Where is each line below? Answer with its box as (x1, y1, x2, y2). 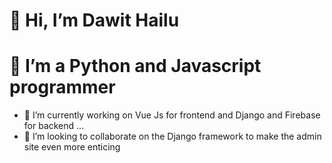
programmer (9, 76, 116, 99)
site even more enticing (23, 141, 121, 153)
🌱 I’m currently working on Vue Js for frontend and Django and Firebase (23, 109, 321, 121)
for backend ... (23, 120, 85, 132)
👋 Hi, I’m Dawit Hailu (9, 9, 180, 32)
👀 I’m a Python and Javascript (9, 55, 262, 78)
